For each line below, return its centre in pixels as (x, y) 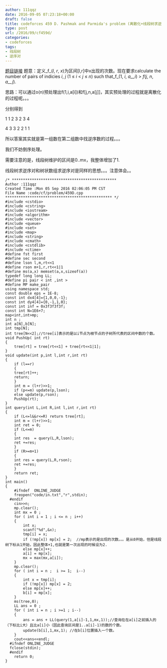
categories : (17, 38)
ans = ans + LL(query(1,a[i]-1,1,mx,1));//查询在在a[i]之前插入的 (90, 620)
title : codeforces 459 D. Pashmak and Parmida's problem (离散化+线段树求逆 (83, 24)
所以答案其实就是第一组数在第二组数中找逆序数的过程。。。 (64, 139)
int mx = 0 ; (28, 512)
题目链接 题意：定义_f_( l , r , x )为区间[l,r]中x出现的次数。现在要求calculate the (83, 71)
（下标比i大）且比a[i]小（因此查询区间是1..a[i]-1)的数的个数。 (64, 625)
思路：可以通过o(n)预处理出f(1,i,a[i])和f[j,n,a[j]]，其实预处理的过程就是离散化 (83, 92)
